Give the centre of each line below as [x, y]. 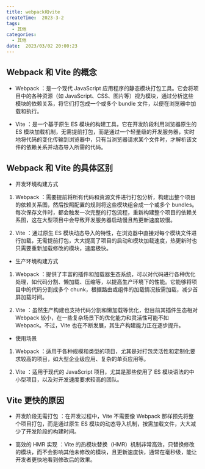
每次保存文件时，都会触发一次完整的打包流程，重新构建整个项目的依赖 [103, 212]
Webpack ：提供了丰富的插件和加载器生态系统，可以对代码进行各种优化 [105, 274]
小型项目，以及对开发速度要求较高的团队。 [69, 379]
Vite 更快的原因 [35, 400]
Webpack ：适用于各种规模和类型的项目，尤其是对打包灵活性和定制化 [103, 351]
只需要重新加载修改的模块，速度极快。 [63, 248]
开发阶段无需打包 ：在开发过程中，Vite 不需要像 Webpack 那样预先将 [102, 416]
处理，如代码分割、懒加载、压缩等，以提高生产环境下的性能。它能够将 [103, 282]
